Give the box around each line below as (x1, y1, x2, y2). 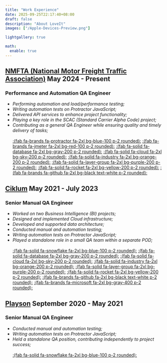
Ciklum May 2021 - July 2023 (5, 184, 98, 192)
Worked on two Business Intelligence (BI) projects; (12, 210, 116, 217)
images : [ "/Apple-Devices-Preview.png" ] (5, 26, 91, 31)
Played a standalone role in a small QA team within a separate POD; (12, 237, 153, 243)
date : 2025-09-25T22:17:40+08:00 (5, 12, 75, 17)
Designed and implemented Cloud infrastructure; (12, 216, 113, 222)
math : (5, 44, 16, 49)
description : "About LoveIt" (5, 21, 66, 26)
